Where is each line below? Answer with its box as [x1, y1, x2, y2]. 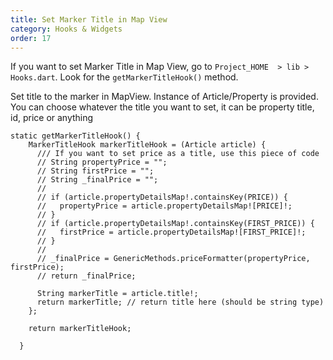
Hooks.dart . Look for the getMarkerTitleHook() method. [10, 71, 239, 83]
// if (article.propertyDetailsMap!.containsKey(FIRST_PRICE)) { [36, 219, 315, 229]
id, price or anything [10, 112, 94, 124]
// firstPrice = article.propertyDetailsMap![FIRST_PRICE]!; [36, 227, 307, 238]
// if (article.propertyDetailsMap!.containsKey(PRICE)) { [36, 192, 288, 203]
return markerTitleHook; [28, 324, 132, 334]
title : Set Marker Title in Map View [10, 14, 168, 25]
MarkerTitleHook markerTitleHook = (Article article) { [28, 140, 267, 150]
